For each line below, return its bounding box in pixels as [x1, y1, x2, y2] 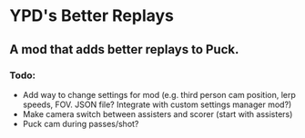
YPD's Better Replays [9, 5, 175, 26]
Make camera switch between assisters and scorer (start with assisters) [22, 108, 293, 119]
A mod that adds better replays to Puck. [9, 42, 239, 57]
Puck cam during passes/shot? [22, 118, 139, 129]
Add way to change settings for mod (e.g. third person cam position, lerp [22, 89, 296, 100]
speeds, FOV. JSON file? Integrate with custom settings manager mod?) [22, 99, 292, 110]
